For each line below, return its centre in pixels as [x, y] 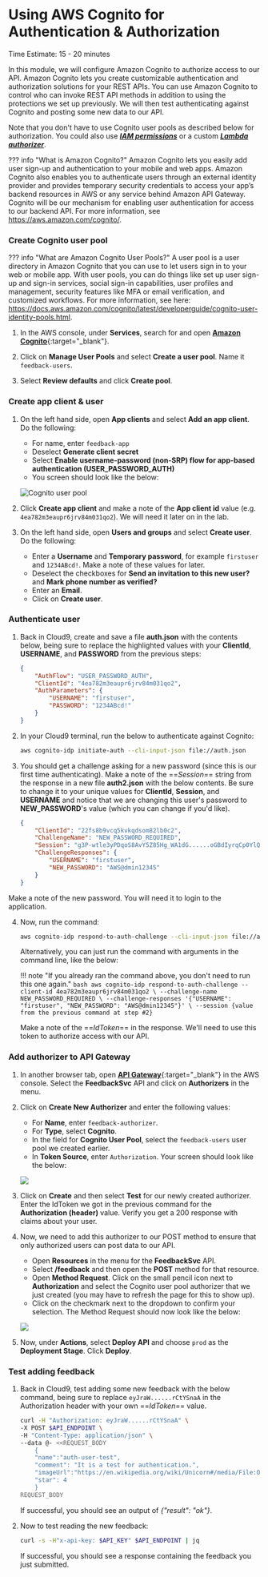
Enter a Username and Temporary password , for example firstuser [145, 556]
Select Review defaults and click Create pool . [96, 381]
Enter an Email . [57, 590]
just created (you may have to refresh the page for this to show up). [143, 1294]
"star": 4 [51, 1480]
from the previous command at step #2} [86, 1013]
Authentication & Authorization [114, 32]
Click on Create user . [67, 599]
